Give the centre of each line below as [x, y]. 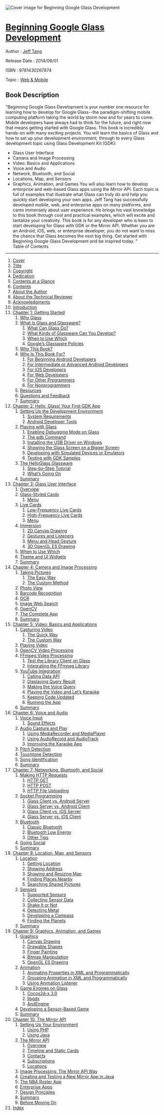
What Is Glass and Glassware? [50, 322]
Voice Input [31, 718]
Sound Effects [41, 723]
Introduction [25, 307]
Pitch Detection [35, 749]
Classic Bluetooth [45, 827]
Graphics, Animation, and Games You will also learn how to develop [80, 184]
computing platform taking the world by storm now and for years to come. [80, 117]
